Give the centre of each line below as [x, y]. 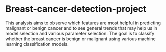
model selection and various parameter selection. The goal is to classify [80, 33]
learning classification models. [37, 44]
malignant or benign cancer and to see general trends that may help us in [81, 28]
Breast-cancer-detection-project [76, 9]
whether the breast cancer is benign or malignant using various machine [80, 39]
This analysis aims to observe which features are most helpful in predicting [83, 23]
